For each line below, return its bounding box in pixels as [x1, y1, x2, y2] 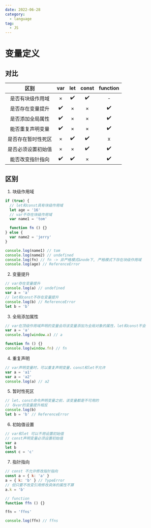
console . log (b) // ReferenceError [5, 299, 76, 304]
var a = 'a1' [5, 370, 32, 375]
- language [9, 16, 32, 21]
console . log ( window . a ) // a [5, 332, 63, 337]
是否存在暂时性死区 [7, 136, 53, 143]
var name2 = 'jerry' [9, 235, 52, 240]
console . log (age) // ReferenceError [5, 262, 80, 267]
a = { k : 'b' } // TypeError [5, 478, 65, 483]
